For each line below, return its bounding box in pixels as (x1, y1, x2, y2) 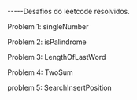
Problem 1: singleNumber (7, 22, 89, 31)
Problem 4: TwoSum (7, 68, 73, 77)
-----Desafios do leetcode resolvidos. (7, 7, 131, 16)
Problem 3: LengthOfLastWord (7, 53, 106, 61)
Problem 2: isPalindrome (7, 37, 87, 46)
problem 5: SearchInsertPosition (7, 83, 112, 92)
